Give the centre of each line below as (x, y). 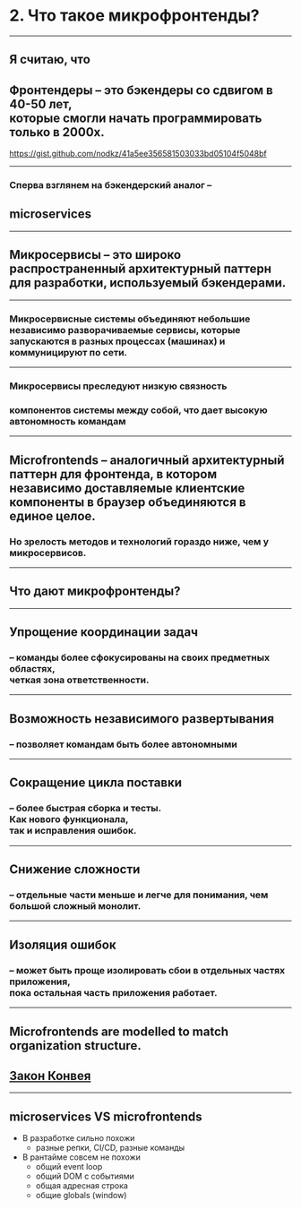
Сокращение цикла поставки (95, 783)
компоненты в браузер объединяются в (128, 502)
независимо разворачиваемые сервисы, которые (125, 330)
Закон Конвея (50, 1076)
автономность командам (68, 421)
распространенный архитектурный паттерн (140, 269)
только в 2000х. (57, 132)
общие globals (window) (81, 1196)
